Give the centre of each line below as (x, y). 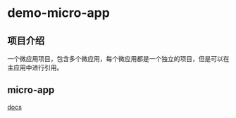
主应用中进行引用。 (35, 67)
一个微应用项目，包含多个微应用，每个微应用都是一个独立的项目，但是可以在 (118, 59)
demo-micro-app (59, 13)
